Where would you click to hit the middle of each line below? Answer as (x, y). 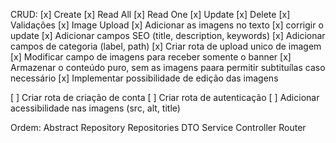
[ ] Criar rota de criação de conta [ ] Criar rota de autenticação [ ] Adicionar (165, 97)
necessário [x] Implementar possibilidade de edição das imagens (144, 78)
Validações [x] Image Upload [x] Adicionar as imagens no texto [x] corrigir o (167, 25)
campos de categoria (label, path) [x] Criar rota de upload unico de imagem (166, 46)
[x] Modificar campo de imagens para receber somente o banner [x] (151, 57)
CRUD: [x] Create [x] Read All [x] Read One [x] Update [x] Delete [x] (150, 14)
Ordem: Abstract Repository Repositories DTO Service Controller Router (158, 127)
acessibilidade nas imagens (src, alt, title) (95, 108)
